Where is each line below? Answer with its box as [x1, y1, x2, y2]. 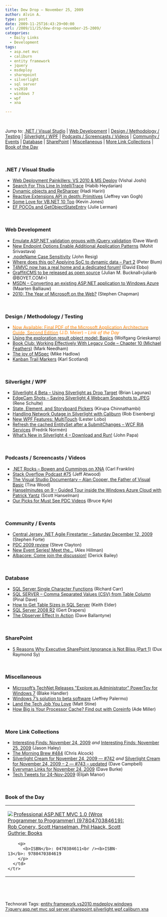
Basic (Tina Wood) [12, 481, 51, 487]
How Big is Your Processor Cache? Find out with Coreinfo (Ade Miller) [12, 706, 156, 712]
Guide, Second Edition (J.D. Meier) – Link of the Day [12, 329, 120, 335]
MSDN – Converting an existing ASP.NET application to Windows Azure [12, 280, 159, 286]
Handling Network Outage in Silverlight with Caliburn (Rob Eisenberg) [12, 411, 156, 417]
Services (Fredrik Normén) [12, 427, 67, 433]
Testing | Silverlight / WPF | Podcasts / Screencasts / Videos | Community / [5, 133, 160, 139]
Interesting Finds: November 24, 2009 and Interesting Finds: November [12, 739, 160, 745]
